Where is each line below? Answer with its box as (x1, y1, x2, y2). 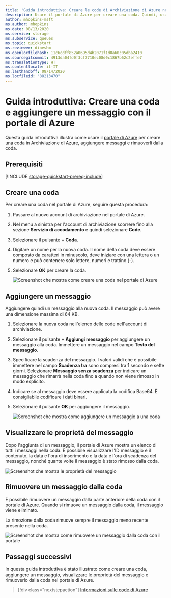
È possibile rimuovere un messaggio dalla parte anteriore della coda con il (5, 496, 160, 502)
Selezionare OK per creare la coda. (12, 267, 87, 273)
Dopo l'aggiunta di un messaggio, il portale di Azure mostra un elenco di (5, 442, 157, 448)
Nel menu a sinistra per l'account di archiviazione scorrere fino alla (12, 221, 153, 227)
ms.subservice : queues (5, 36, 53, 41)
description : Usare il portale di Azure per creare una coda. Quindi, (5, 12, 158, 17)
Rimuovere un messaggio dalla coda (5, 483, 123, 491)
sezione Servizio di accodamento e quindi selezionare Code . (12, 227, 142, 233)
